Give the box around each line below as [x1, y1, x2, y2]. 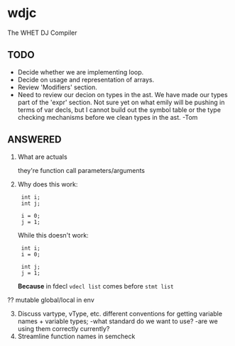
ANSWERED [7, 133, 62, 146]
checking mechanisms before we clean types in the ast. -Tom [17, 113, 198, 121]
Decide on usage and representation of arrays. [17, 75, 155, 84]
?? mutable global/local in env [7, 296, 94, 304]
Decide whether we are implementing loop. [17, 67, 144, 76]
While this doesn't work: [17, 230, 89, 239]
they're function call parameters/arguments [17, 166, 146, 174]
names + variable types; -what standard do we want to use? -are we [17, 317, 218, 325]
